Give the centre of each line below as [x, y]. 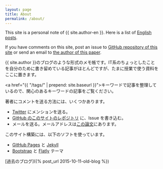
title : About [18, 14]
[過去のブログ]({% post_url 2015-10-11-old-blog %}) [57, 161]
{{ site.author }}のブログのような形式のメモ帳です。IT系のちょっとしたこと [80, 63]
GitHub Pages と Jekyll [35, 145]
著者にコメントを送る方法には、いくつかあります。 [56, 102]
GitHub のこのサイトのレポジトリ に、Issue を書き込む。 [69, 118]
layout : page [18, 10]
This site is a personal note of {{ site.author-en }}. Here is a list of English [79, 33]
